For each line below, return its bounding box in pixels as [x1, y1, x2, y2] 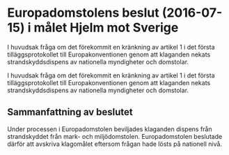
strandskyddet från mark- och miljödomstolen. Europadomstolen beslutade [7, 132, 223, 140]
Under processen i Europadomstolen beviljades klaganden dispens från [7, 124, 212, 133]
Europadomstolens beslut [7, 5, 160, 21]
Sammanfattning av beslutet [7, 106, 134, 118]
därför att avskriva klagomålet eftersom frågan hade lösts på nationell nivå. [7, 140, 223, 148]
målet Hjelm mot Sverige [33, 20, 179, 36]
